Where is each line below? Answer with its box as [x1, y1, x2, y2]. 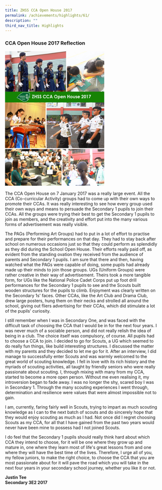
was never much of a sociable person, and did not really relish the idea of [5, 328, 151, 334]
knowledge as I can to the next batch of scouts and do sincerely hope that [5, 410, 153, 415]
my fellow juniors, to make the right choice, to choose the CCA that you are [5, 455, 155, 460]
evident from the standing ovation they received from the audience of [5, 252, 144, 257]
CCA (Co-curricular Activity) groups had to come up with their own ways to [5, 196, 155, 202]
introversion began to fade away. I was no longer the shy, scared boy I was [5, 379, 154, 385]
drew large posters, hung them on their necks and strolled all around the [5, 298, 149, 304]
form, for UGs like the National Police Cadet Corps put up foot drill [5, 277, 137, 283]
